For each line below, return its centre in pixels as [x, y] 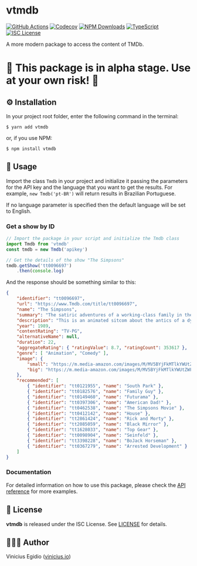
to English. [19, 211]
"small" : [38, 364]
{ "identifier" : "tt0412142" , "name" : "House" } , [89, 413]
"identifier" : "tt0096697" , [51, 299]
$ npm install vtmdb [31, 149]
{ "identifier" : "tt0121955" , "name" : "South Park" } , [96, 386]
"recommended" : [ [38, 381]
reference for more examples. [42, 491]
